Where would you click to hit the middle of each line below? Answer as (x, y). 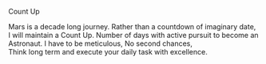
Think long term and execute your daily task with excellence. (108, 52)
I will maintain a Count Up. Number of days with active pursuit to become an (133, 35)
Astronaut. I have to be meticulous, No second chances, (101, 43)
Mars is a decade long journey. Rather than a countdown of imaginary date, (132, 26)
